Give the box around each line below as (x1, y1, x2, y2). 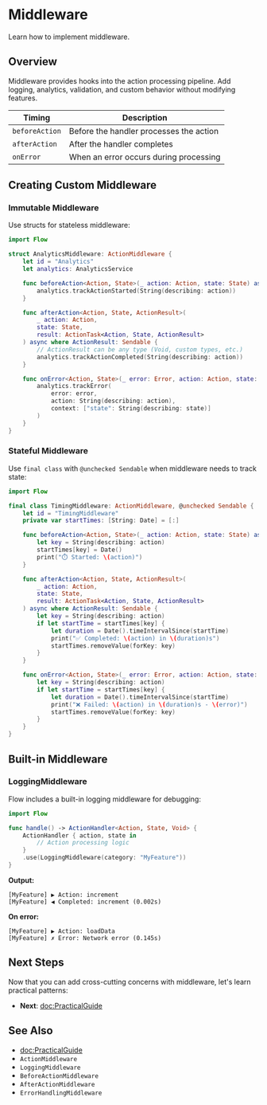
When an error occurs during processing (68, 151, 221, 163)
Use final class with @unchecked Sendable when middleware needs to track (8, 464, 257, 473)
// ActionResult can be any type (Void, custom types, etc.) (37, 345, 244, 354)
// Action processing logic (37, 839, 130, 847)
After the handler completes (68, 138, 173, 149)
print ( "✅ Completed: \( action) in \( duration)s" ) (50, 634, 220, 642)
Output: (8, 875, 34, 885)
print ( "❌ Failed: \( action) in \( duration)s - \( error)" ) (50, 700, 248, 708)
